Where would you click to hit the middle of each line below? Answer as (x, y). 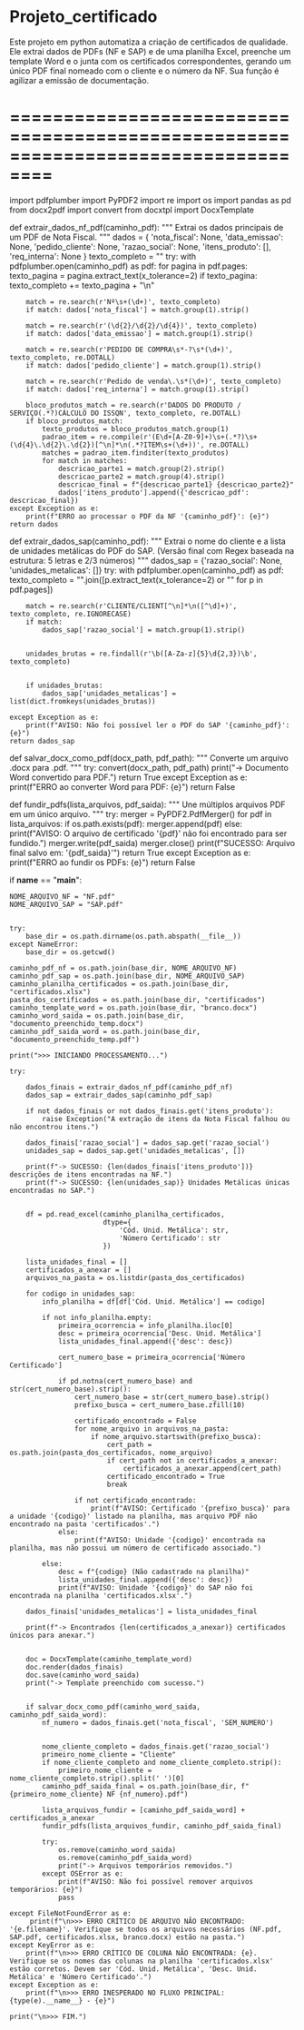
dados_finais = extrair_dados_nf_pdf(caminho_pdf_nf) (129, 1087)
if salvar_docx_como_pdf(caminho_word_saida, (113, 1707)
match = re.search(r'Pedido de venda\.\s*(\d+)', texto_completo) (154, 381)
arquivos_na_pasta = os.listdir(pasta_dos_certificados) (136, 1277)
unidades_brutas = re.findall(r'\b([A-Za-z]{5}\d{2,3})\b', (142, 654)
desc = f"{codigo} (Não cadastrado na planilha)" (153, 1572)
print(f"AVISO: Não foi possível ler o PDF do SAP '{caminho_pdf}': (158, 725)
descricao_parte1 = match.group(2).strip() (141, 468)
